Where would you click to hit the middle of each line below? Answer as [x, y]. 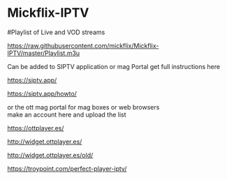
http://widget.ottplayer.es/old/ [50, 155]
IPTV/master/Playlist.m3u [44, 53]
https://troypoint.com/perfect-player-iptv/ [67, 168]
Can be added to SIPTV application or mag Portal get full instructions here [114, 66]
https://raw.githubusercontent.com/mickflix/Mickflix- [83, 45]
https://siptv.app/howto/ [42, 93]
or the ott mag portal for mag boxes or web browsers [83, 107]
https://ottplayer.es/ [36, 128]
